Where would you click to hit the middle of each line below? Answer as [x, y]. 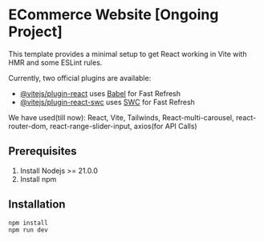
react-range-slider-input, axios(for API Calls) [124, 126]
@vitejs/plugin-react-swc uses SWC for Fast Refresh [107, 102]
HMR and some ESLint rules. [55, 63]
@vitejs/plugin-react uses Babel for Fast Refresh [100, 93]
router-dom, [28, 126]
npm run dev [28, 230]
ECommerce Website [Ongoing [114, 15]
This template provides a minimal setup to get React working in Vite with [128, 54]
